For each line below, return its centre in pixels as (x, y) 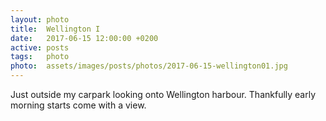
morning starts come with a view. (78, 105)
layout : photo (40, 19)
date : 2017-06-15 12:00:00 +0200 (84, 38)
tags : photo (40, 57)
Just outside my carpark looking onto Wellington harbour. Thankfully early (163, 94)
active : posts (40, 47)
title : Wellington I (55, 29)
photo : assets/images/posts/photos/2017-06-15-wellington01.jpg (149, 66)
